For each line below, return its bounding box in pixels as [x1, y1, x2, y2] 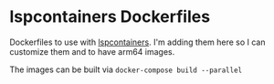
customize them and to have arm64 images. [9, 46, 175, 57]
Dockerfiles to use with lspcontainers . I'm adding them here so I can [9, 37, 266, 47]
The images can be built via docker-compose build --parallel [9, 64, 243, 75]
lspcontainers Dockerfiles [9, 6, 211, 27]
